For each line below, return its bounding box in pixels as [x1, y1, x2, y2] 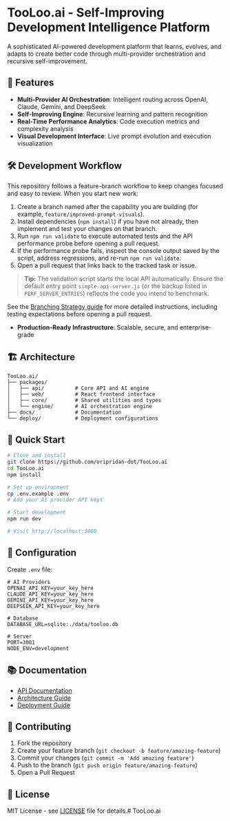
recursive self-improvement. [7, 57, 87, 65]
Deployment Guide [17, 701, 71, 709]
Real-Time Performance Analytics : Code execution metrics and [17, 117, 200, 125]
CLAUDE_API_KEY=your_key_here [7, 591, 94, 598]
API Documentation [17, 686, 72, 694]
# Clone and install [7, 452, 67, 459]
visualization [17, 139, 53, 148]
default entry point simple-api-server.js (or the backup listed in [23, 281, 207, 290]
